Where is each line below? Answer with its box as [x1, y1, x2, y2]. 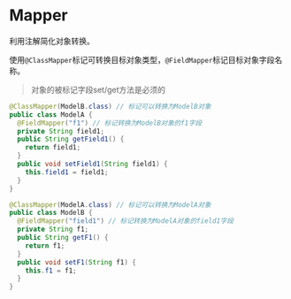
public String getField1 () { [17, 134, 125, 144]
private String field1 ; [17, 126, 104, 135]
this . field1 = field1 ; [25, 167, 109, 177]
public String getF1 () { [17, 234, 109, 242]
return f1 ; [25, 241, 65, 250]
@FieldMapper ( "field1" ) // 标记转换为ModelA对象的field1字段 [17, 217, 234, 226]
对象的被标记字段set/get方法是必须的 [30, 84, 166, 95]
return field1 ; [25, 143, 81, 152]
